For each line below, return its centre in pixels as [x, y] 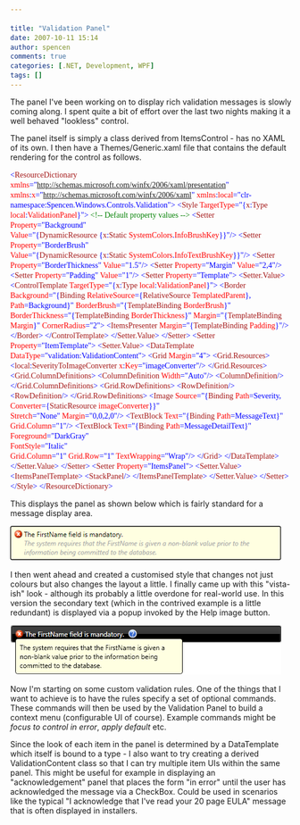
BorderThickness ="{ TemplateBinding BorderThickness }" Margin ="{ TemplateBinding [146, 316]
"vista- [278, 584]
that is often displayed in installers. [74, 810]
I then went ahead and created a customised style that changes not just [142, 574]
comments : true [38, 57]
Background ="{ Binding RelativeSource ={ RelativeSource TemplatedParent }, [131, 295]
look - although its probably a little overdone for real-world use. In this [155, 593]
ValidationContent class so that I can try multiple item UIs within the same [145, 762]
